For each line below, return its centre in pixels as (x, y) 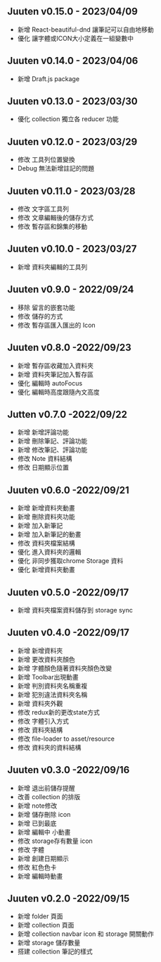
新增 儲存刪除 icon (44, 814)
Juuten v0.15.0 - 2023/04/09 (73, 12)
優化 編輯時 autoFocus (50, 383)
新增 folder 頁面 (40, 916)
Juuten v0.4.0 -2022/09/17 (69, 633)
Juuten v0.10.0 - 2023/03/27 (72, 249)
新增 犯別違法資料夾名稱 (52, 694)
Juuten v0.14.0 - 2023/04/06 (73, 61)
